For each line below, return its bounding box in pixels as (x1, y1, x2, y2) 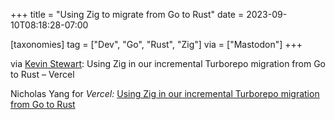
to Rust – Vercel (10, 69, 75, 80)
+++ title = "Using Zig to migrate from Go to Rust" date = (10, 9, 245, 20)
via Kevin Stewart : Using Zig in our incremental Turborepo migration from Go (10, 58, 327, 69)
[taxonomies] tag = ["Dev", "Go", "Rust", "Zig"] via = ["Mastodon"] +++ (10, 39, 303, 50)
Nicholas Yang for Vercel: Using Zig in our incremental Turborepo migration (10, 88, 320, 99)
